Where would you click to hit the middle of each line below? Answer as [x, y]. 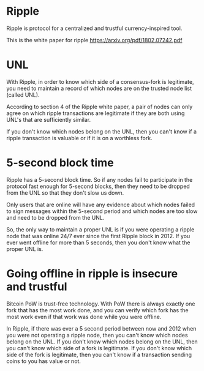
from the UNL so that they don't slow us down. [65, 193]
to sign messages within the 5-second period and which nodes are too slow [102, 211]
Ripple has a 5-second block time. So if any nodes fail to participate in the [100, 179]
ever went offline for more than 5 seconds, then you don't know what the [98, 242]
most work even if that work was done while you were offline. [84, 317]
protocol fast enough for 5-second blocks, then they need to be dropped [98, 186]
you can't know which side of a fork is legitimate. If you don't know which [99, 348]
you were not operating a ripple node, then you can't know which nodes [97, 335]
